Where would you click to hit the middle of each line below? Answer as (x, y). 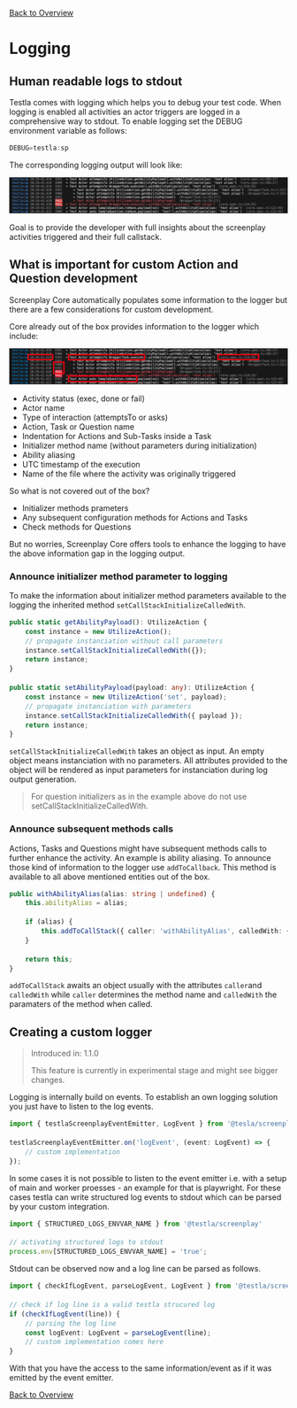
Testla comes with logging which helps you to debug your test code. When (145, 102)
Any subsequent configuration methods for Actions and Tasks (135, 517)
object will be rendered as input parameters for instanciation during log (138, 770)
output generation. (43, 779)
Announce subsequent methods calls (91, 829)
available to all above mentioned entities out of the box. (110, 877)
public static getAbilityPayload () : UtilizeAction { (108, 622)
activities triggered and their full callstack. (85, 236)
